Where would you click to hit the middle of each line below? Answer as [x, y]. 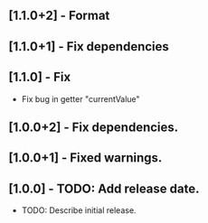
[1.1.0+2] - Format [59, 16]
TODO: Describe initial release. [79, 210]
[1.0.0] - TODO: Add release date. [104, 188]
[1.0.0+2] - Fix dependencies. [94, 127]
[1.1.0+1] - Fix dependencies [89, 46]
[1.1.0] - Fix [40, 77]
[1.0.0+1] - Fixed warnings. [85, 158]
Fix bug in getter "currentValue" [81, 98]
